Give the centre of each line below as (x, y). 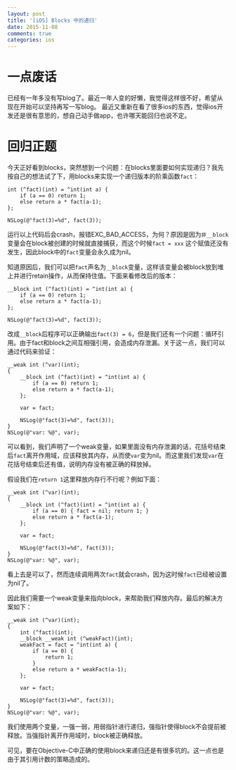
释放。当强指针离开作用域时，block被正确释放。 (77, 735)
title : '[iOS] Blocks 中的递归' (53, 20)
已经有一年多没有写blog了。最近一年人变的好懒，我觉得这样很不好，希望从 (115, 98)
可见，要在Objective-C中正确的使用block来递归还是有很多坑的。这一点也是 (116, 750)
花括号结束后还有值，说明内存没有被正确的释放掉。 (81, 464)
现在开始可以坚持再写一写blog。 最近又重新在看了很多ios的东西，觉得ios (112, 107)
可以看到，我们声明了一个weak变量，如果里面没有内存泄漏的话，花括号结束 (117, 447)
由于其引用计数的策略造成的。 (50, 759)
